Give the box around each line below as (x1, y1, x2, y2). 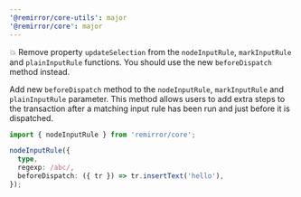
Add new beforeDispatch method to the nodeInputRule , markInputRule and (9, 83, 285, 95)
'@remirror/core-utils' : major (9, 13, 127, 23)
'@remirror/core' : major (9, 22, 103, 31)
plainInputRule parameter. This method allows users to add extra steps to (9, 93, 286, 104)
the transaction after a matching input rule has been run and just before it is (9, 103, 291, 114)
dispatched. (9, 112, 54, 123)
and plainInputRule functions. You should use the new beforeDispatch (9, 56, 273, 68)
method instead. (9, 66, 71, 77)
